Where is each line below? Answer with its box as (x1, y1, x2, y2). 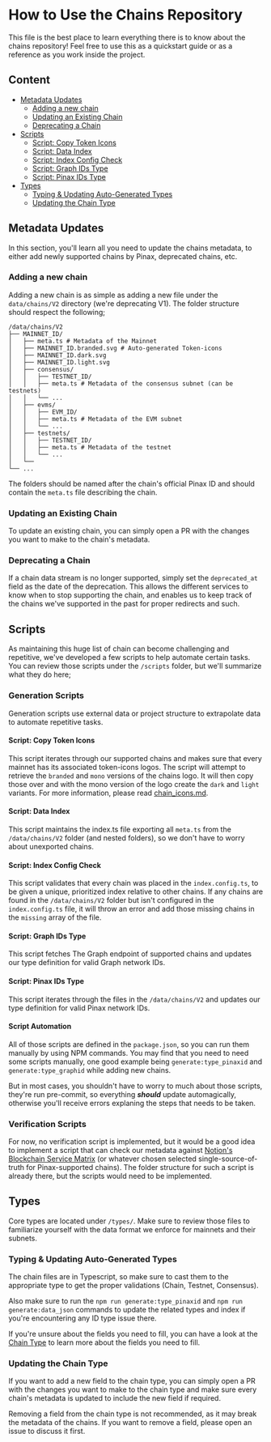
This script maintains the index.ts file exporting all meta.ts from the (8, 824, 232, 834)
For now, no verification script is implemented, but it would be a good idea (8, 1137, 256, 1146)
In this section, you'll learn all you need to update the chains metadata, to (8, 243, 252, 253)
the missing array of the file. (8, 912, 102, 922)
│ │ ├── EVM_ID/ (8, 407, 78, 416)
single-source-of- (197, 1154, 258, 1163)
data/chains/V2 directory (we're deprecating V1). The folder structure (8, 298, 240, 308)
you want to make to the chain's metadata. (8, 534, 150, 544)
